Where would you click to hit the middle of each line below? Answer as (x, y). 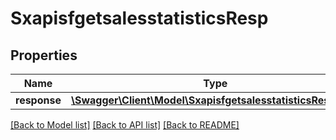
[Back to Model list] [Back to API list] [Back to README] (125, 125)
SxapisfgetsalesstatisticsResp (139, 18)
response (38, 100)
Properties (44, 55)
